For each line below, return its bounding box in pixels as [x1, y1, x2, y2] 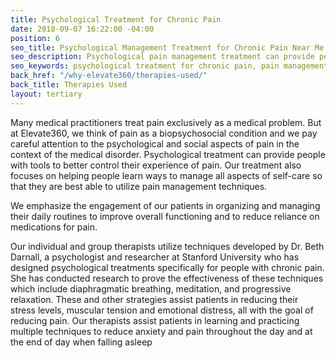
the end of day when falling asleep [10, 336, 153, 348]
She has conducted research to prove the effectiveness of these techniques [10, 272, 324, 284]
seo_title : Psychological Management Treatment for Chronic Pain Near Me [10, 42, 325, 53]
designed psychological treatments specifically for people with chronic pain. [10, 261, 325, 273]
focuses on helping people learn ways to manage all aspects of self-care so [10, 169, 323, 181]
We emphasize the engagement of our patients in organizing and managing [10, 199, 321, 211]
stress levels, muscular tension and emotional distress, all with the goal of [10, 304, 314, 316]
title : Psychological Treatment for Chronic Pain [10, 14, 222, 25]
